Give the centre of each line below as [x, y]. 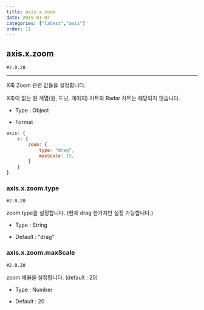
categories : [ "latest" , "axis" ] [46, 23]
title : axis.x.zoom [31, 12]
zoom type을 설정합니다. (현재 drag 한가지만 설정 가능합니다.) [80, 213]
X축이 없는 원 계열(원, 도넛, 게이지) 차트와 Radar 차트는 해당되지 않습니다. [93, 98]
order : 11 [19, 29]
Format [24, 122]
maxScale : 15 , [56, 156]
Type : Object [32, 111]
